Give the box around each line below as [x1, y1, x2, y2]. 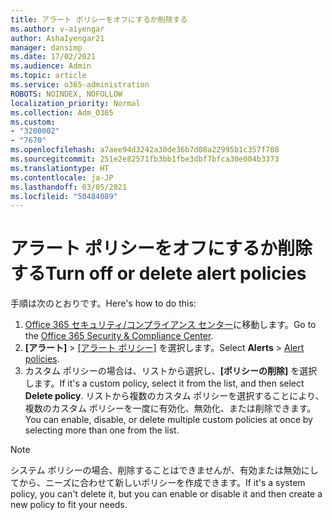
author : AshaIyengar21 [10, 33, 105, 43]
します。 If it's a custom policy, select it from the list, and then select [24, 377, 305, 390]
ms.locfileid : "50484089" [10, 191, 118, 201]
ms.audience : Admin [10, 61, 92, 71]
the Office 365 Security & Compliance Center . [24, 330, 214, 342]
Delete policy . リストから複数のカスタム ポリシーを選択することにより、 [24, 390, 325, 402]
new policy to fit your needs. [10, 499, 128, 511]
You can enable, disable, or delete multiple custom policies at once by [24, 414, 313, 426]
